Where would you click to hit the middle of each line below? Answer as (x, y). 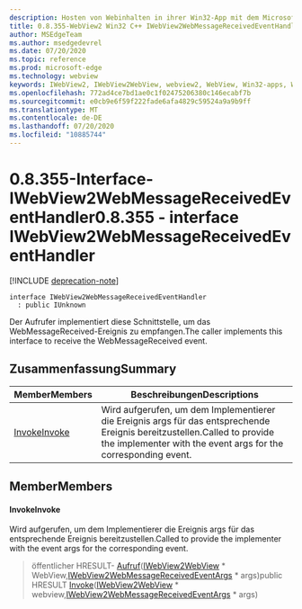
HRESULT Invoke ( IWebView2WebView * (105, 585)
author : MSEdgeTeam (46, 34)
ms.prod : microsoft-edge (56, 68)
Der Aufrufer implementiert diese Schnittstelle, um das (110, 321)
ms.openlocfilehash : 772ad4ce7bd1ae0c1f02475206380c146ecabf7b (130, 93)
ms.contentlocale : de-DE (56, 118)
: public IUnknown (52, 305)
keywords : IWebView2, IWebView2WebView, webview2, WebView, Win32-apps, (148, 85)
